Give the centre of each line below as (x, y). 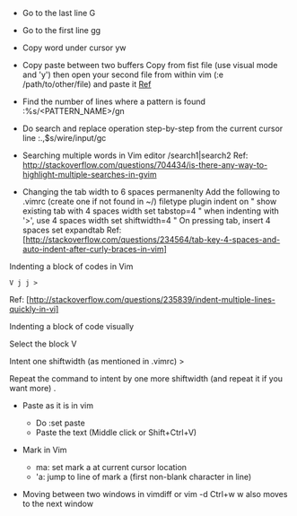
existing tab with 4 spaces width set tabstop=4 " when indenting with (151, 211)
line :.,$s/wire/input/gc (64, 138)
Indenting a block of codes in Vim (71, 267)
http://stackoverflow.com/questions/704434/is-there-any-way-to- (144, 165)
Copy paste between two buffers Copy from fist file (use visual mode (150, 65)
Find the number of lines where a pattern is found (114, 101)
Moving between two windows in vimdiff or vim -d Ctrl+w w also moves (155, 494)
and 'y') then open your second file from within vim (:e (123, 74)
